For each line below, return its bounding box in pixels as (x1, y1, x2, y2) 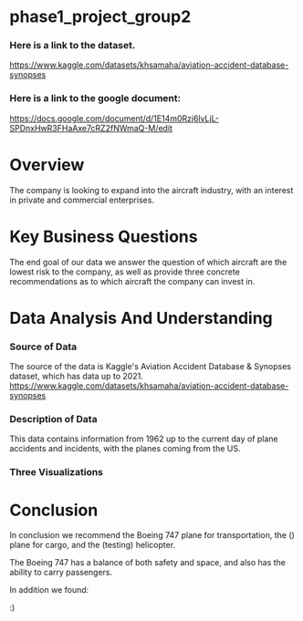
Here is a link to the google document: (9, 92, 181, 105)
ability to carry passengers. (9, 567, 113, 578)
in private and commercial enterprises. (9, 194, 155, 205)
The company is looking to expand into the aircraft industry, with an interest (9, 184, 294, 195)
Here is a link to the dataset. (9, 39, 136, 52)
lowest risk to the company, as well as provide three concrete (9, 266, 240, 277)
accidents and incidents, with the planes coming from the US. (9, 443, 241, 454)
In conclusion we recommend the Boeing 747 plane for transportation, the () (9, 530, 295, 541)
